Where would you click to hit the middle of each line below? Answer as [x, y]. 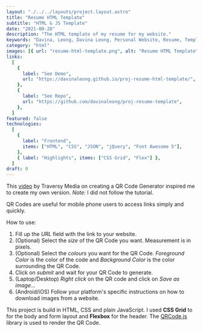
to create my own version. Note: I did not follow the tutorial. [80, 193]
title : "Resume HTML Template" [46, 18]
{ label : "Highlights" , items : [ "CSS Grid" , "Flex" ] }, [89, 158]
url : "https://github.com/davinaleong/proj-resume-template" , [102, 101]
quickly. [16, 211]
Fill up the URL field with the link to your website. [76, 234]
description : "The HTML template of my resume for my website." [89, 34]
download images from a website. [57, 298]
